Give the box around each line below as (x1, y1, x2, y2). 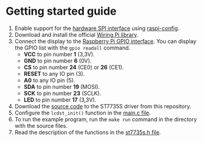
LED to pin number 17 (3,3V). (23, 96, 97, 103)
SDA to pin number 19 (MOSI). (23, 83, 100, 90)
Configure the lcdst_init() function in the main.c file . (14, 109, 151, 116)
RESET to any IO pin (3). (23, 70, 85, 77)
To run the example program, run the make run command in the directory (14, 115, 197, 123)
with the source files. (14, 122, 68, 129)
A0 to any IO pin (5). (23, 77, 76, 84)
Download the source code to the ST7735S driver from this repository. (14, 102, 191, 110)
